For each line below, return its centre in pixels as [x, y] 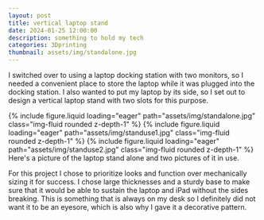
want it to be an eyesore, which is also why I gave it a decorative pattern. [128, 207]
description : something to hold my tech [76, 38]
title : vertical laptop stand [58, 23]
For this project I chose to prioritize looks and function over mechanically [128, 173]
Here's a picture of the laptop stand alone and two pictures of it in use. [124, 158]
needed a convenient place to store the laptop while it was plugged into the [132, 83]
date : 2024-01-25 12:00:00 [53, 30]
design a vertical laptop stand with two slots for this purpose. [109, 100]
